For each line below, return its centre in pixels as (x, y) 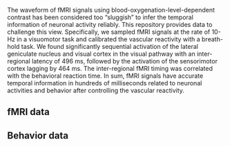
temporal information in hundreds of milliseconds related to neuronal (105, 83)
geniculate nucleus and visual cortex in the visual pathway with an (101, 54)
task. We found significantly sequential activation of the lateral (110, 46)
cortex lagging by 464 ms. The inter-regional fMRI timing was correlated (110, 69)
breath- (212, 39)
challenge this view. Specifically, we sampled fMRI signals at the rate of (109, 32)
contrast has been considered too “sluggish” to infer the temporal (100, 17)
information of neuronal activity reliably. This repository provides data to (110, 24)
